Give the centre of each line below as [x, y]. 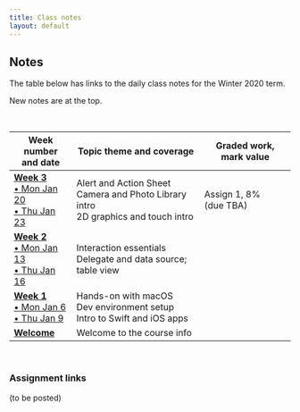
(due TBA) [226, 206]
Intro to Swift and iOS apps [133, 318]
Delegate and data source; [132, 259]
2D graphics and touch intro [135, 217]
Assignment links [48, 378]
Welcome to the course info [134, 333]
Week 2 [30, 237]
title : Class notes [46, 17]
